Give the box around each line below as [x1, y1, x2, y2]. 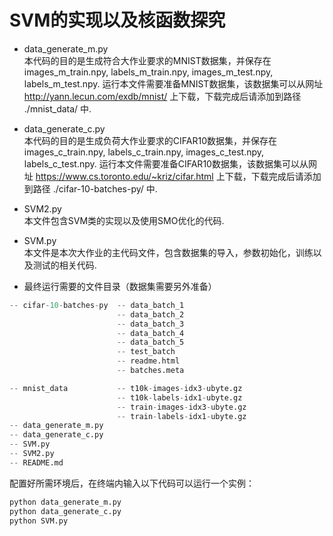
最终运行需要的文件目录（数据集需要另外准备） [23, 280, 217, 292]
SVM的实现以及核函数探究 [9, 9, 226, 32]
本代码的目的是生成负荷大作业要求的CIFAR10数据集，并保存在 [23, 134, 277, 146]
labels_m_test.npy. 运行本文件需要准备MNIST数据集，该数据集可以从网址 [23, 77, 324, 90]
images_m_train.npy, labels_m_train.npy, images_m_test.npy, [23, 66, 274, 78]
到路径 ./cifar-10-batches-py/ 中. [23, 182, 158, 195]
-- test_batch [116, 347, 176, 357]
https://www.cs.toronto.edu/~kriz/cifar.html [35, 170, 214, 182]
